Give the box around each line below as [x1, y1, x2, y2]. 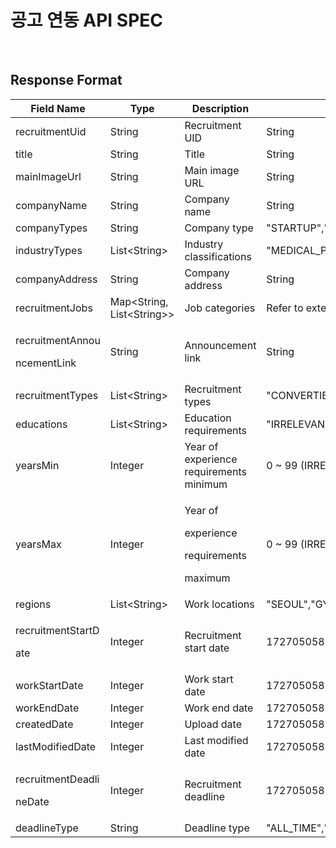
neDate [15, 794, 50, 808]
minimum [184, 477, 228, 491]
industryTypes [15, 243, 83, 257]
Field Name [30, 101, 86, 115]
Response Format [10, 72, 123, 89]
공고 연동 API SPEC [10, 9, 164, 32]
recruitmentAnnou [15, 333, 101, 347]
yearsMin [15, 458, 60, 472]
